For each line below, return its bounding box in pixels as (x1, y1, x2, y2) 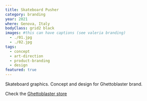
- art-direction (9, 53, 43, 59)
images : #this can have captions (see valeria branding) (5, 30, 126, 35)
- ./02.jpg (9, 40, 32, 45)
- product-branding (9, 58, 50, 63)
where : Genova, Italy (5, 21, 50, 26)
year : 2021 (5, 16, 28, 21)
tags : (5, 44, 16, 49)
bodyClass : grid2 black (5, 26, 55, 31)
